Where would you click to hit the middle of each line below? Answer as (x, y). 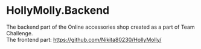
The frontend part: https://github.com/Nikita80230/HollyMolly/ (84, 39)
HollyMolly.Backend (58, 10)
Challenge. (20, 33)
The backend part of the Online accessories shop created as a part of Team (101, 27)
